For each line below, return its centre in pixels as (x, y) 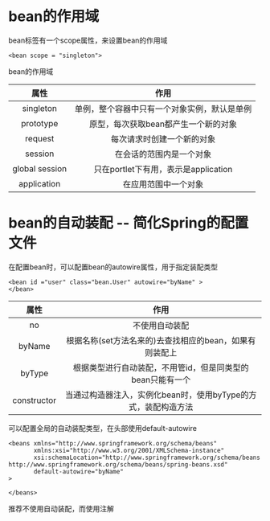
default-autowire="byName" (79, 471)
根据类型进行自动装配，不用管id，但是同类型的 (161, 367)
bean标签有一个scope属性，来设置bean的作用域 (88, 40)
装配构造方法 (169, 407)
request (40, 138)
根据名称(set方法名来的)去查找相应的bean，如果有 (161, 340)
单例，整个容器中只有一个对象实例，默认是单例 (163, 109)
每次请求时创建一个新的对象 (163, 139)
